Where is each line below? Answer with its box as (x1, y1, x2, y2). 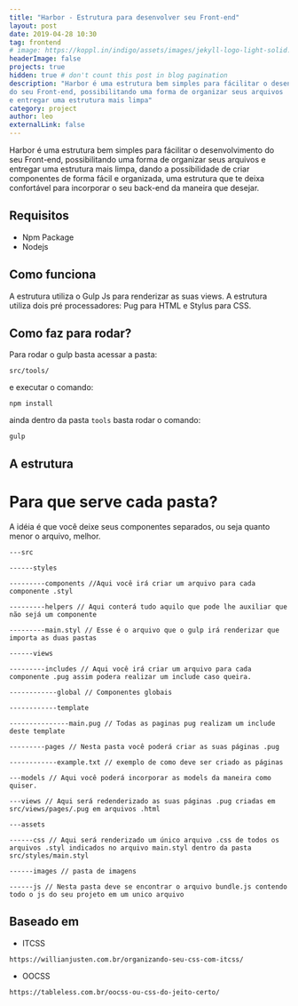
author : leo (9, 112, 53, 121)
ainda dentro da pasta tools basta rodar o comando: (9, 415, 201, 426)
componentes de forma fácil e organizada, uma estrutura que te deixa (9, 173, 264, 183)
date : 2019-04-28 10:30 (9, 29, 98, 38)
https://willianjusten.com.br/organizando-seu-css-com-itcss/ (9, 954, 244, 964)
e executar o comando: (9, 382, 94, 393)
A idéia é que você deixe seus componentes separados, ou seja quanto (9, 521, 271, 531)
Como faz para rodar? (9, 326, 132, 341)
